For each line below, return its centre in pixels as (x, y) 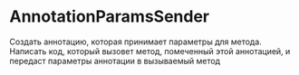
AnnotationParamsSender (110, 17)
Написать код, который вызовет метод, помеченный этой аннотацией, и (150, 51)
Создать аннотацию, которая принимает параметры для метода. (136, 42)
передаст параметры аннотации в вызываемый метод (115, 61)
